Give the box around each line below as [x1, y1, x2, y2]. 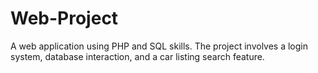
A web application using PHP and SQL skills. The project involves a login [10, 40, 309, 52]
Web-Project [10, 7, 119, 30]
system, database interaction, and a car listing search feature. [10, 50, 265, 62]
